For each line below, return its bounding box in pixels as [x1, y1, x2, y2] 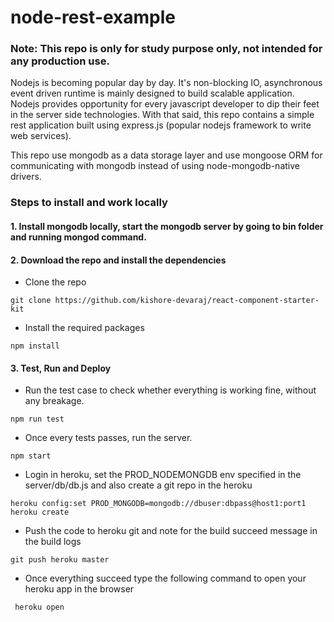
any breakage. [24, 395, 85, 407]
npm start [10, 451, 52, 461]
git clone [10, 296, 52, 306]
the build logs [24, 536, 82, 548]
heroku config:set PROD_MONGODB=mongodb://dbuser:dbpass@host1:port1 [10, 499, 307, 509]
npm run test [10, 414, 65, 425]
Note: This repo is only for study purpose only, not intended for [10, 42, 323, 56]
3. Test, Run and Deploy [10, 362, 112, 374]
